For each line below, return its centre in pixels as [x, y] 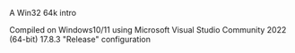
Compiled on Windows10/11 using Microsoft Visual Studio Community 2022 [148, 30]
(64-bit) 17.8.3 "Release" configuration [80, 39]
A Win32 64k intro [43, 13]
